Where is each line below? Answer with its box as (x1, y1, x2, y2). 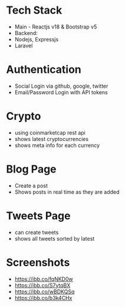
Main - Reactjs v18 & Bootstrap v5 (14, 23, 97, 30)
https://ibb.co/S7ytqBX (14, 282, 71, 289)
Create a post (14, 182, 48, 189)
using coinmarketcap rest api (14, 129, 85, 136)
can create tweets (14, 229, 59, 236)
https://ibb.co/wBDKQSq (14, 288, 75, 295)
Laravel (14, 42, 33, 49)
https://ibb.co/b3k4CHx (14, 294, 73, 301)
